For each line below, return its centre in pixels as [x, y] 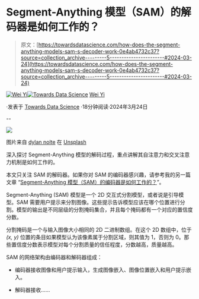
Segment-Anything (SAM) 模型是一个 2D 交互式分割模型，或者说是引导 [92, 194]
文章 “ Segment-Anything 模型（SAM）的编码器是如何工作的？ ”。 [85, 182]
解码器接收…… [32, 289]
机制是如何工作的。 [34, 162]
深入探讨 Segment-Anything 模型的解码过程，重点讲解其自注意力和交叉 [93, 155]
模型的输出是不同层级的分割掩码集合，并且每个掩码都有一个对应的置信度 [105, 209]
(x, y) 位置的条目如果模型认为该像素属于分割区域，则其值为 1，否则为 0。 [95, 237]
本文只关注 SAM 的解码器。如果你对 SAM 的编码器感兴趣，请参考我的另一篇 [99, 174]
